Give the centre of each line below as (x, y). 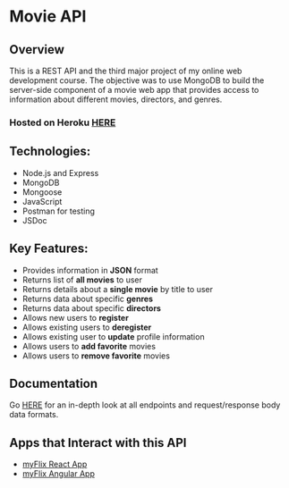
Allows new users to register (76, 317)
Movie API (48, 17)
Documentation (54, 383)
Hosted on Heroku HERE (63, 122)
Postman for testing (59, 211)
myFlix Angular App (59, 474)
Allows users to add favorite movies (89, 346)
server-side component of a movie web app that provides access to (134, 90)
